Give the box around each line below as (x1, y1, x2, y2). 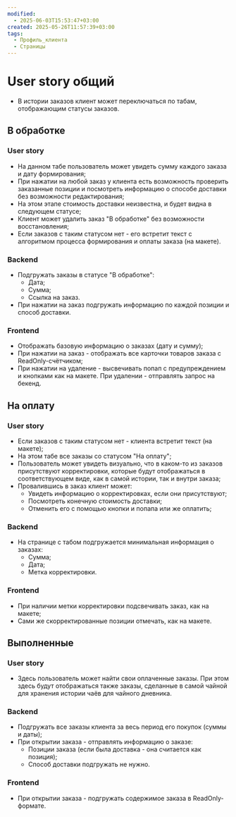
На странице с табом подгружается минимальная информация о (17, 538, 215, 547)
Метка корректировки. (27, 568, 97, 576)
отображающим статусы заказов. (17, 104, 120, 113)
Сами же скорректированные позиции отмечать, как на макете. (17, 617, 212, 625)
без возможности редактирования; (17, 192, 125, 200)
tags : (7, 30, 23, 37)
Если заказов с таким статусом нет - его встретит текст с (17, 229, 192, 238)
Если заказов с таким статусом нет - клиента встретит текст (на (17, 437, 213, 445)
